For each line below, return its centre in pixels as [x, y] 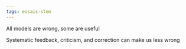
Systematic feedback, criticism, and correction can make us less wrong [93, 40]
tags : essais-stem [29, 12]
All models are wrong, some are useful [53, 28]
